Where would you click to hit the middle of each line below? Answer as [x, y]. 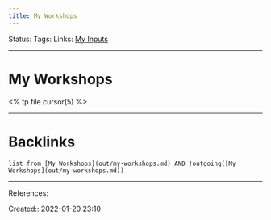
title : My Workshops [43, 16]
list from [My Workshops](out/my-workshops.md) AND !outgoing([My [122, 163]
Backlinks [42, 142]
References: [28, 193]
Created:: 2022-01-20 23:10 [55, 209]
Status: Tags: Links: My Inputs [58, 39]
